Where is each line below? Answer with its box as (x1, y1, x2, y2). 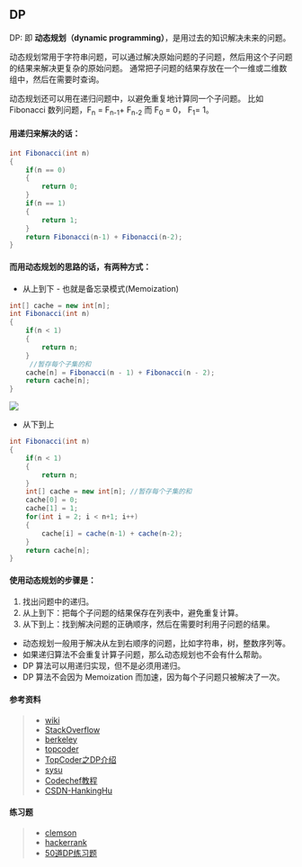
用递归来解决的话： (9, 128, 81, 139)
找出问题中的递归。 (22, 596, 94, 607)
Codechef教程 (44, 774, 98, 786)
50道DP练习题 (44, 847, 97, 858)
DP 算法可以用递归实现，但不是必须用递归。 (22, 661, 186, 672)
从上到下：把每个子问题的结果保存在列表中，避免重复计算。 (22, 608, 244, 619)
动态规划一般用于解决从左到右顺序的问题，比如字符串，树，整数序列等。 (22, 638, 290, 649)
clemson (44, 827, 77, 838)
